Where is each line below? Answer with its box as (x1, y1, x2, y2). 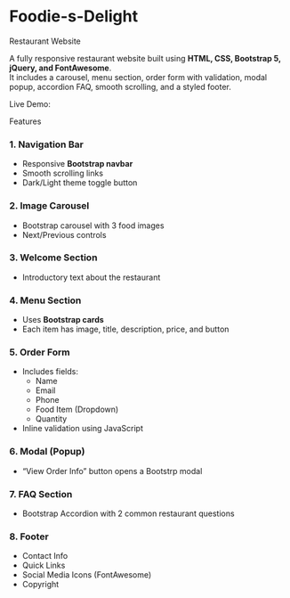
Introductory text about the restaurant (21, 272, 161, 283)
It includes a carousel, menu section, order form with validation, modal (9, 71, 268, 82)
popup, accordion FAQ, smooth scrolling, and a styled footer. (9, 81, 231, 92)
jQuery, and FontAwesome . (9, 62, 112, 73)
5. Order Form (9, 346, 70, 358)
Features (9, 116, 42, 127)
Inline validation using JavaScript (21, 423, 144, 434)
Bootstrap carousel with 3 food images (21, 220, 165, 231)
